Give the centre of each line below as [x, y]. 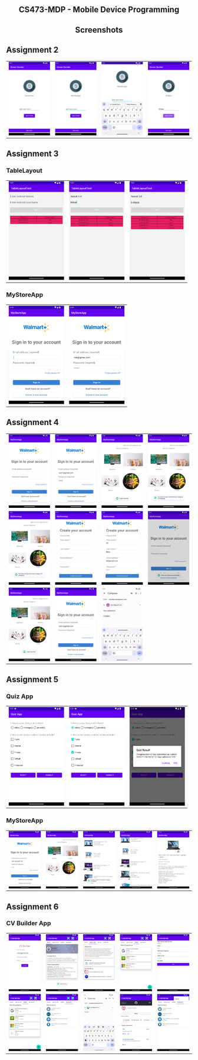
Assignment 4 [32, 422]
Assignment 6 [32, 907]
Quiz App [20, 696]
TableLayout [24, 171]
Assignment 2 [32, 50]
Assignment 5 [32, 680]
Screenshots [99, 30]
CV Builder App [29, 923]
